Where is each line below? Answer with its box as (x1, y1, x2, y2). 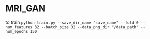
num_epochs (5, 29, 28, 34)
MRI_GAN (5, 3, 46, 14)
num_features (5, 24, 33, 30)
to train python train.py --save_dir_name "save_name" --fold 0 (5, 19, 139, 25)
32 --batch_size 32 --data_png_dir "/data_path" (34, 24, 139, 30)
